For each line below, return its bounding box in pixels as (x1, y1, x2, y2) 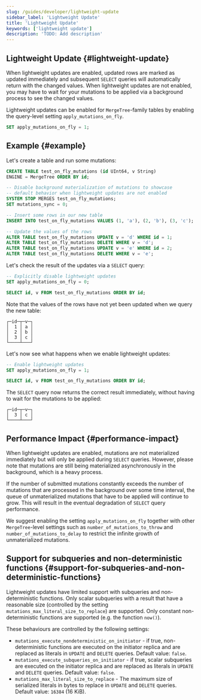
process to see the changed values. (6, 94, 95, 102)
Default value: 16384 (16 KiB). (14, 687, 87, 695)
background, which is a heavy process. (6, 469, 103, 476)
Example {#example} (6, 141, 86, 151)
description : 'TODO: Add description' (6, 31, 103, 37)
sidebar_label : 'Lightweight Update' (6, 14, 100, 20)
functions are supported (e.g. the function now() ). (39, 614, 162, 621)
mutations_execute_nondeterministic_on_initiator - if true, (14, 636, 163, 644)
